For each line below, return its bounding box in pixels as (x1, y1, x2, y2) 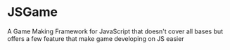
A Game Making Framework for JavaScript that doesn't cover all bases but (7, 27, 224, 35)
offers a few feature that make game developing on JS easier (7, 34, 184, 42)
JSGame (7, 4, 58, 20)
